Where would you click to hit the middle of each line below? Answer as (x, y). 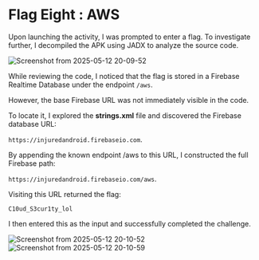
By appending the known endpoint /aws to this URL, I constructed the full (128, 155)
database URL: (33, 124)
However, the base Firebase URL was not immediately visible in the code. (129, 100)
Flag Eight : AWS (64, 15)
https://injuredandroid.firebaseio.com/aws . (82, 179)
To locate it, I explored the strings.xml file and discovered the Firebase (125, 115)
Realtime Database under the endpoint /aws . (80, 85)
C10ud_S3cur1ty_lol (41, 209)
